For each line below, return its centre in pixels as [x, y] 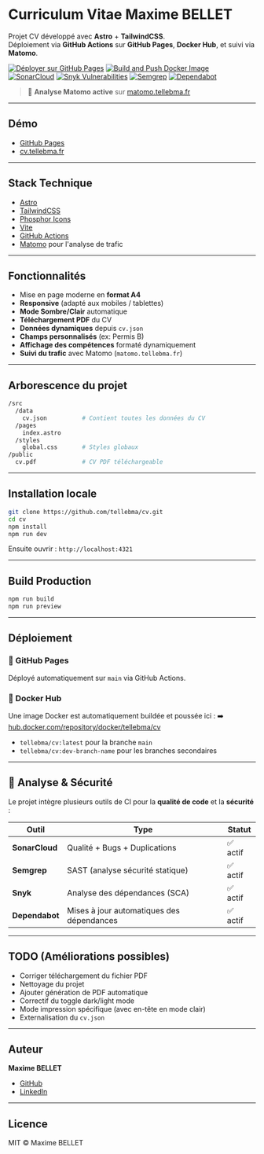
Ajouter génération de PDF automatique [84, 992]
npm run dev [27, 534]
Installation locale [53, 494]
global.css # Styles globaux [81, 447]
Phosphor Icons [45, 219]
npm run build [31, 599]
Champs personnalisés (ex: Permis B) [82, 336]
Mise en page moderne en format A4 [80, 295]
